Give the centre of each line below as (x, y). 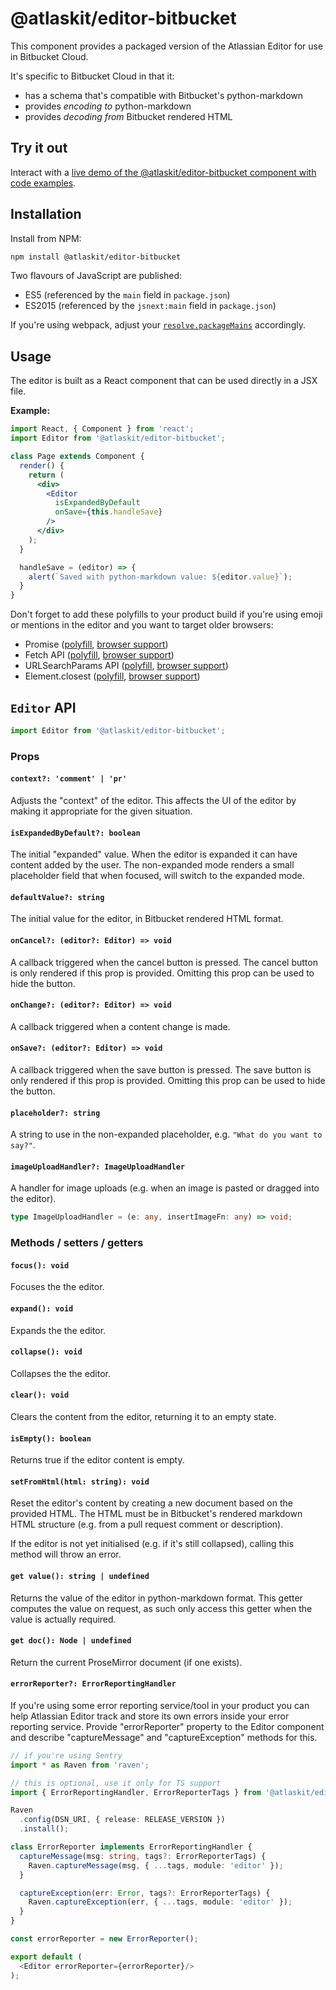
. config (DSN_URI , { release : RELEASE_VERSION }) (122, 1820)
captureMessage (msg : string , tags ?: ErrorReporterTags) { (143, 1856)
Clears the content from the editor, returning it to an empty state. (143, 1416)
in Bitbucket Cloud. (49, 56)
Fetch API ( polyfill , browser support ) (99, 655)
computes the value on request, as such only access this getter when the (161, 1608)
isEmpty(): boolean (51, 1438)
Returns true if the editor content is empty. (97, 1460)
